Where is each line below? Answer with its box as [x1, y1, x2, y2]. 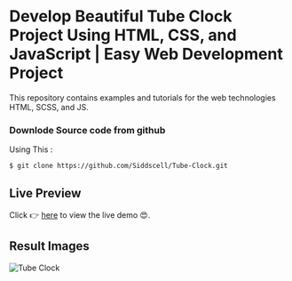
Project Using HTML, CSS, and [9, 25, 237, 45]
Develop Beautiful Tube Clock [9, 6, 233, 27]
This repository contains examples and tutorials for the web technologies [9, 92, 277, 103]
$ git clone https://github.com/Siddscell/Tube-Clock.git [9, 162, 228, 171]
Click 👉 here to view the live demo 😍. [9, 210, 151, 221]
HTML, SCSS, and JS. [9, 101, 89, 112]
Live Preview [9, 185, 82, 201]
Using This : [9, 144, 53, 155]
